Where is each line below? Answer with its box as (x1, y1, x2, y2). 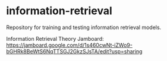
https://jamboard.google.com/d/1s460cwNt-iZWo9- (6, 41, 133, 49)
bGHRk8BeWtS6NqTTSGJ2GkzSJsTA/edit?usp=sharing (6, 47, 143, 54)
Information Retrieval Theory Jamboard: (6, 35, 104, 42)
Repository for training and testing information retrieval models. (6, 24, 162, 31)
